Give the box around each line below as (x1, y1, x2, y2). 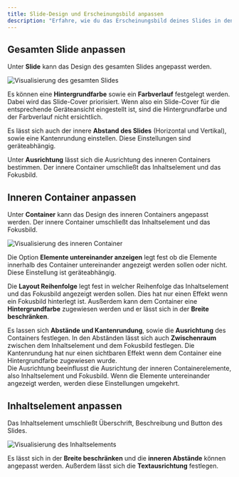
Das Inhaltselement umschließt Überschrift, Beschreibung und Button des (7, 419, 223, 427)
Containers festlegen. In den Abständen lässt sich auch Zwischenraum (7, 334, 217, 342)
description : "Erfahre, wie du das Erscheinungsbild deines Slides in (7, 17, 221, 24)
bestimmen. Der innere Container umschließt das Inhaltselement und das (7, 163, 221, 172)
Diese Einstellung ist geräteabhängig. (7, 268, 117, 277)
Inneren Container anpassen (7, 191, 137, 203)
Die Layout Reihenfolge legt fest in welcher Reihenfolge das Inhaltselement (7, 282, 229, 291)
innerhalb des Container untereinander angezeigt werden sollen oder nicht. (7, 261, 228, 270)
